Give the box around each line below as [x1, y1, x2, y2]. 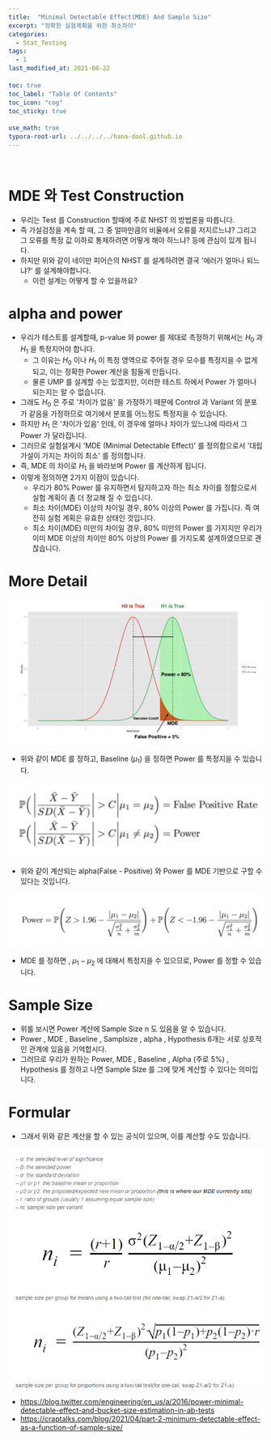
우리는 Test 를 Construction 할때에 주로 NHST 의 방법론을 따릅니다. [19, 215, 235, 224]
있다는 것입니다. [19, 877, 70, 886]
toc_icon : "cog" [8, 98, 63, 107]
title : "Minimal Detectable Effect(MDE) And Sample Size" [8, 13, 212, 21]
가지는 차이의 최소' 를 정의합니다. [41, 450, 146, 461]
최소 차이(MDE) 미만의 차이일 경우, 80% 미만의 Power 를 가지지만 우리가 [32, 523, 263, 533]
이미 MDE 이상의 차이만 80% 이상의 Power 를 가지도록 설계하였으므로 [32, 533, 253, 542]
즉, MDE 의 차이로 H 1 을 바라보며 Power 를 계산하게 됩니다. [19, 461, 207, 473]
